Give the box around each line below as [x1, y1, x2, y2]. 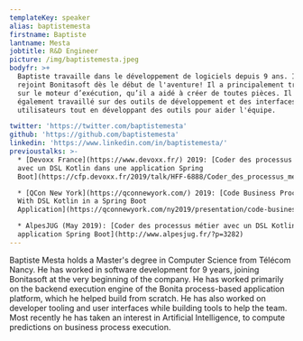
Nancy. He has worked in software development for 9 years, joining [9, 263, 260, 275]
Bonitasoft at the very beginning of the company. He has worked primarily [9, 273, 284, 284]
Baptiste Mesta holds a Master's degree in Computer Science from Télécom [9, 254, 291, 265]
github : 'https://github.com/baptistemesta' [9, 130, 179, 140]
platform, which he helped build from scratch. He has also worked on [9, 292, 266, 303]
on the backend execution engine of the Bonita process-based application [9, 283, 285, 294]
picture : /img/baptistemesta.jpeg [9, 55, 140, 64]
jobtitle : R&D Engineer [9, 47, 99, 56]
